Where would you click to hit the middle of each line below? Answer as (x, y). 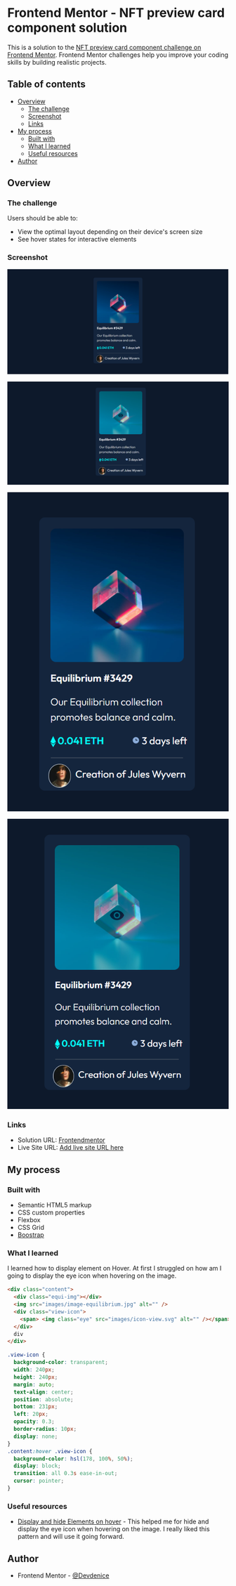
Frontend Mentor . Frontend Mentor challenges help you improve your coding (118, 55)
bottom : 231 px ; (36, 1407)
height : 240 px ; (36, 1377)
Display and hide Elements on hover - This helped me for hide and (113, 1521)
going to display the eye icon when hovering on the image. (92, 1276)
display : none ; (36, 1436)
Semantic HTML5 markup (54, 1205)
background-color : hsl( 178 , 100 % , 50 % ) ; (73, 1459)
